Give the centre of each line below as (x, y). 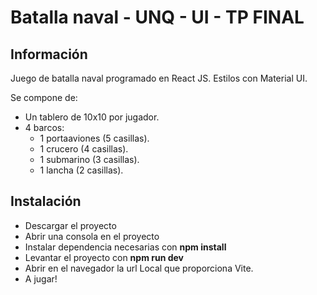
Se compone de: (44, 97)
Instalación (46, 201)
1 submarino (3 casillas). (89, 159)
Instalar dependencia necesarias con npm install (125, 247)
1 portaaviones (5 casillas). (94, 138)
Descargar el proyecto (70, 225)
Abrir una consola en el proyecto (92, 236)
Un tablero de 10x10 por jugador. (92, 117)
